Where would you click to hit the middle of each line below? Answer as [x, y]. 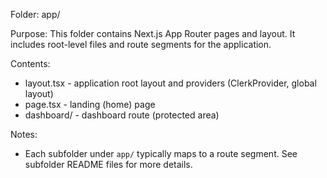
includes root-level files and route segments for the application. [141, 44]
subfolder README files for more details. [108, 164]
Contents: [30, 63]
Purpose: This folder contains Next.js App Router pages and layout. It [153, 33]
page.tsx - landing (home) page [90, 104]
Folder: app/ [35, 14]
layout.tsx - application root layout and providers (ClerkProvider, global [170, 83]
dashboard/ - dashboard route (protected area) [122, 115]
